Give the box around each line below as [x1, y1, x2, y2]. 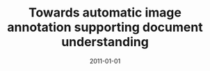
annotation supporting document [7, 19, 203, 35]
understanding [60, 34, 150, 50]
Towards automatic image [29, 5, 181, 21]
